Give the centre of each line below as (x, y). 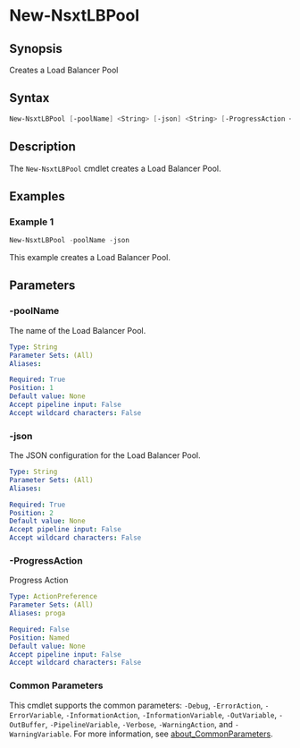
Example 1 (32, 222)
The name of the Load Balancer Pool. (78, 330)
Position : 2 (31, 513)
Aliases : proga (37, 614)
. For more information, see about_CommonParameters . (171, 734)
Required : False (39, 629)
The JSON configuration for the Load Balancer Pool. (105, 455)
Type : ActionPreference (54, 597)
